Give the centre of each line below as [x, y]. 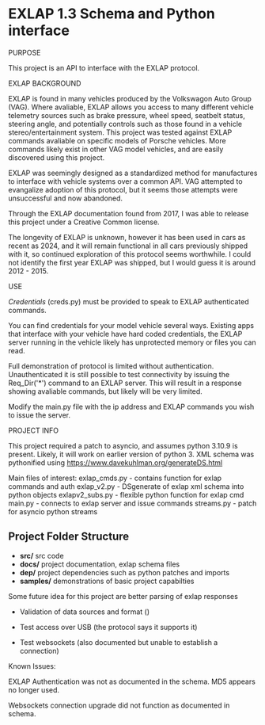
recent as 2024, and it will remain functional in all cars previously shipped [128, 246]
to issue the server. [40, 415]
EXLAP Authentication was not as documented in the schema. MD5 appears [132, 681]
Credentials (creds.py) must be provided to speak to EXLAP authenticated [129, 301]
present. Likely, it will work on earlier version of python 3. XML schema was [131, 454]
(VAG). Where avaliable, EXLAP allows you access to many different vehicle [131, 107]
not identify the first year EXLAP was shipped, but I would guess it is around [132, 262]
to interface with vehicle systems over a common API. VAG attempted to [125, 181]
